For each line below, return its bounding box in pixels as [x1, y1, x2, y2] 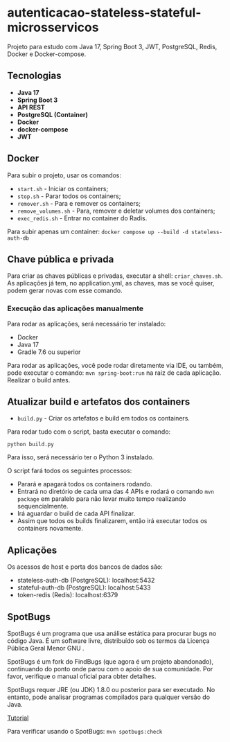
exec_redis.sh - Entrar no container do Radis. [17, 213, 148, 222]
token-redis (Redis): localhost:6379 [17, 591, 118, 599]
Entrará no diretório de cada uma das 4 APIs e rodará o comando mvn [17, 487, 215, 496]
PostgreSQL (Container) [17, 110, 89, 118]
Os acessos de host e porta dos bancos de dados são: [7, 563, 163, 571]
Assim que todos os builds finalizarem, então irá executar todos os [17, 517, 208, 525]
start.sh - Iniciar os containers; [17, 184, 109, 193]
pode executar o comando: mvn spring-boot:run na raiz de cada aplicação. [7, 369, 222, 377]
